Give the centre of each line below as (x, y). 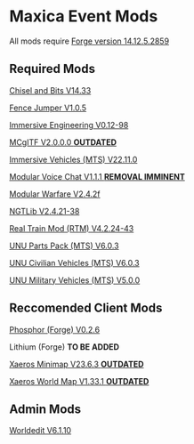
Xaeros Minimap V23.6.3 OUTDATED (77, 364)
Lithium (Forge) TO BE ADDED (65, 347)
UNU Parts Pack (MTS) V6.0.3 (64, 246)
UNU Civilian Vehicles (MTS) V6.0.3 (74, 262)
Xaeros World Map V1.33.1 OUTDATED (79, 381)
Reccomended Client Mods (86, 308)
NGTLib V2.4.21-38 (44, 211)
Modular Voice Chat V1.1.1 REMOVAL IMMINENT (97, 176)
